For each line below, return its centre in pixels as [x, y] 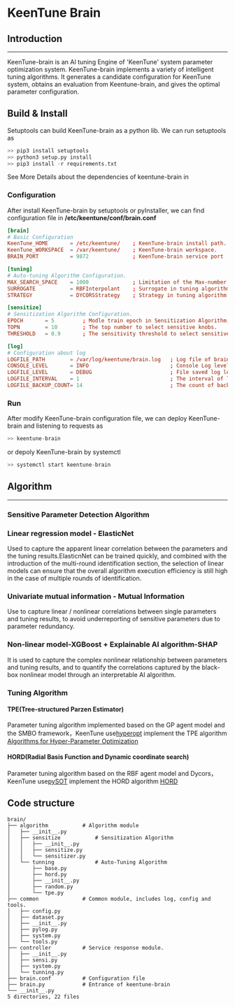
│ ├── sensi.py [33, 960]
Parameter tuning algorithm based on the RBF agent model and [98, 773]
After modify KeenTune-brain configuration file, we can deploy [97, 419]
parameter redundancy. [41, 626]
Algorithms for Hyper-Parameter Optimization [73, 741]
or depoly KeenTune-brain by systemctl [64, 452]
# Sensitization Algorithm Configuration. [70, 314]
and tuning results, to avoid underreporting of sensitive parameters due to [114, 619]
